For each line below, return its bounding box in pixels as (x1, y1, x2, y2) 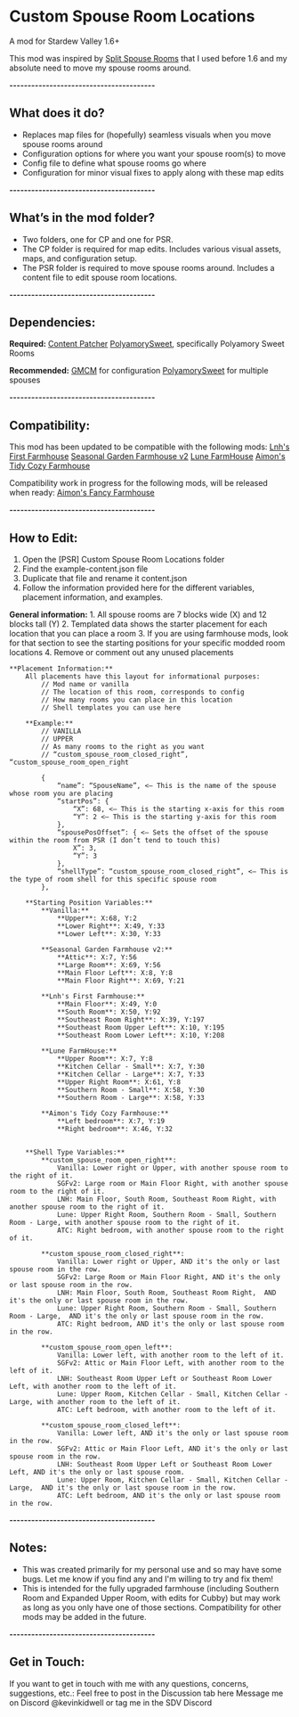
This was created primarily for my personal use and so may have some (21, 1564, 282, 1574)
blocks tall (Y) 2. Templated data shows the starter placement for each (9, 619, 268, 629)
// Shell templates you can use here (41, 703, 181, 712)
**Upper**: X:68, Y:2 (56, 914, 138, 923)
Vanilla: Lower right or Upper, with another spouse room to (56, 1163, 289, 1172)
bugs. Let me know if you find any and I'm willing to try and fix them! (21, 1573, 274, 1584)
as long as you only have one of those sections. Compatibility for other (21, 1602, 282, 1613)
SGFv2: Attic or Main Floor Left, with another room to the (56, 1359, 285, 1368)
